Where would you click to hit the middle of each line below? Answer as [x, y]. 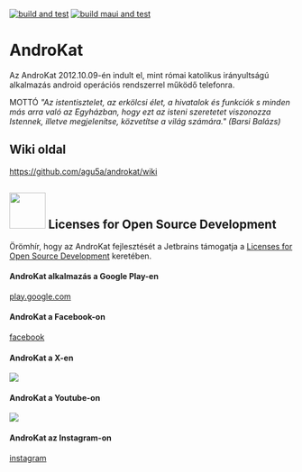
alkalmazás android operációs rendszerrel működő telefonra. [122, 85]
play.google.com [41, 296]
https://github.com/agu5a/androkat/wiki [83, 171]
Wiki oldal [38, 150]
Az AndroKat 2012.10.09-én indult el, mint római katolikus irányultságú [139, 75]
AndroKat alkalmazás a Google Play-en [84, 277]
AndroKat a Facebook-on [57, 317]
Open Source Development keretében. [81, 256]
